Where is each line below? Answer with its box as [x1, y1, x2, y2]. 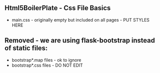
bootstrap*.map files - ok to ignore [11, 57, 81, 63]
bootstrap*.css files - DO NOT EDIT [11, 62, 83, 68]
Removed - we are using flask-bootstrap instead [4, 36, 155, 45]
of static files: [4, 44, 48, 52]
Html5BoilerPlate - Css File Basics [4, 4, 111, 12]
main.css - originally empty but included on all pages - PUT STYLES [11, 17, 150, 23]
